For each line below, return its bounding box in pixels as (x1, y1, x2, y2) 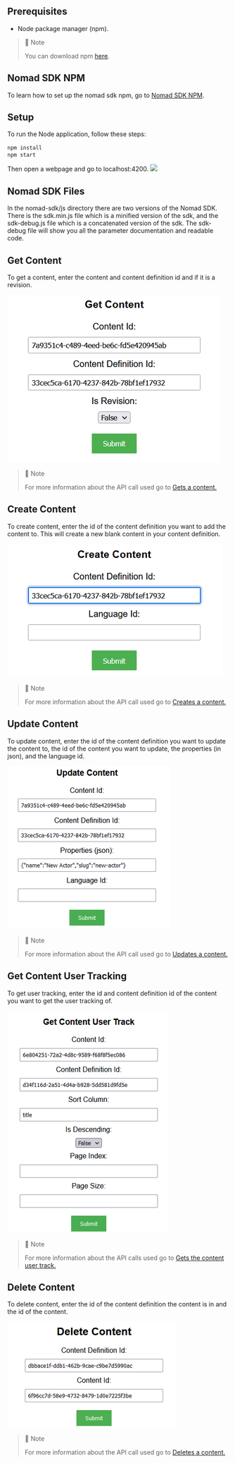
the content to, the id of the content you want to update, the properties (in (7, 744, 222, 753)
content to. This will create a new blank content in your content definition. (7, 529, 221, 538)
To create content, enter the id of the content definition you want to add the (7, 522, 227, 530)
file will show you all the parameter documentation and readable (27, 226, 214, 235)
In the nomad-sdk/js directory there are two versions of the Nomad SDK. (7, 204, 218, 212)
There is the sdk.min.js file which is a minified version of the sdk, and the (7, 212, 219, 220)
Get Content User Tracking (7, 970, 127, 983)
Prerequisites (7, 6, 68, 18)
